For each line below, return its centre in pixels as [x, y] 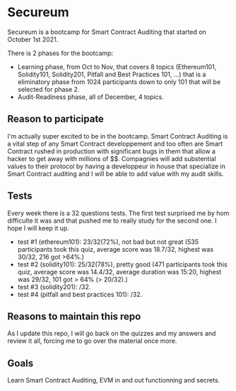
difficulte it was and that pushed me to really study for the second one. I [112, 221]
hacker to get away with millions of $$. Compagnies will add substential [112, 158]
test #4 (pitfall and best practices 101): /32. [80, 294]
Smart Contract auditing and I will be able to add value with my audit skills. [116, 173]
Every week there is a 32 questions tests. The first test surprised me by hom [118, 213]
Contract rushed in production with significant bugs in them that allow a [111, 151]
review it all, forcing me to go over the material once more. [92, 341]
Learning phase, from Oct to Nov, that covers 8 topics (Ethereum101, [117, 66]
